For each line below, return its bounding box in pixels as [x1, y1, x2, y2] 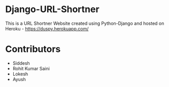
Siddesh [12, 60, 30, 66]
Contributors [5, 43, 61, 55]
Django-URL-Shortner [5, 4, 100, 15]
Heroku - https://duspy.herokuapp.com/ [5, 25, 89, 31]
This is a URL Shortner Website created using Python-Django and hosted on [5, 20, 164, 26]
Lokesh [12, 71, 28, 77]
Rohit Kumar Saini [12, 65, 50, 71]
